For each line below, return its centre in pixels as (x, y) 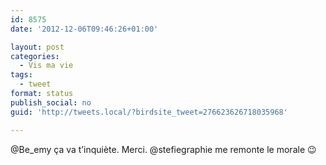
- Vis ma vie (46, 66)
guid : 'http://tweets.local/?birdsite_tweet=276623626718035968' (149, 112)
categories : (35, 56)
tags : (21, 75)
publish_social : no (51, 102)
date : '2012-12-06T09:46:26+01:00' (84, 29)
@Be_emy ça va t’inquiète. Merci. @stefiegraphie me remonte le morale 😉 (163, 149)
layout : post (37, 47)
